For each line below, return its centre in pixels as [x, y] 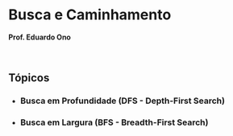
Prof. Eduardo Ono [40, 37]
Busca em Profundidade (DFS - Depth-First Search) [123, 101]
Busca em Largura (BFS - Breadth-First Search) [114, 122]
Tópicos [29, 78]
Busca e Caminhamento [90, 15]
